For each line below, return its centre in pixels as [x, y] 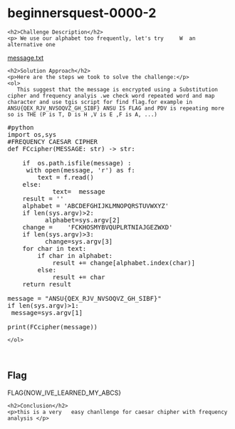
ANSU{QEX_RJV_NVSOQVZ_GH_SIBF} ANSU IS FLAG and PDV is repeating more [116, 108]
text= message [79, 191]
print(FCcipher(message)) [53, 327]
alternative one [31, 44]
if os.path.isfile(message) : [77, 163]
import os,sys [32, 134]
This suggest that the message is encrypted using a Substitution [117, 89]
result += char [79, 277]
